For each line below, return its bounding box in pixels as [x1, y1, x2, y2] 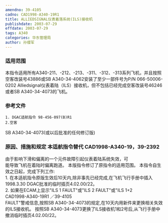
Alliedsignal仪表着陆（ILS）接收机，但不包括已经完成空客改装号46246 [17, 82, 162, 88]
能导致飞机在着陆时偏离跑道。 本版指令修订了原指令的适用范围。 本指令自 [5, 162, 157, 168]
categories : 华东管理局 [5, 36, 51, 41]
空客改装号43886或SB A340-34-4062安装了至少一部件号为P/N [5, 76, 136, 82]
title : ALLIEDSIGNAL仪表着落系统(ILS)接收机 [5, 17, 93, 22]
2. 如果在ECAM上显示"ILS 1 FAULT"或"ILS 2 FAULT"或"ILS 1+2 [5, 187, 133, 193]
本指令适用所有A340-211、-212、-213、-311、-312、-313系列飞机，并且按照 [5, 70, 162, 76]
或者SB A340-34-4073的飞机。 [5, 89, 70, 95]
